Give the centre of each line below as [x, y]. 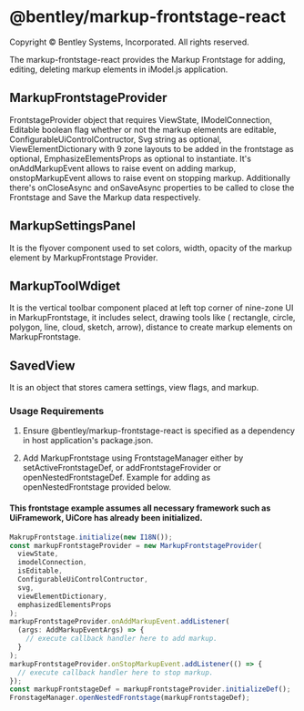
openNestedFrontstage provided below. [97, 487]
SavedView [42, 366]
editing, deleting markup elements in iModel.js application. [119, 69]
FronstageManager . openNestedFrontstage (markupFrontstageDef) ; [130, 698]
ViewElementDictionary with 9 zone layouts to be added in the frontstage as [152, 148]
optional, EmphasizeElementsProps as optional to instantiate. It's [131, 158]
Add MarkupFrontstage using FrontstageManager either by [133, 458]
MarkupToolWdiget [65, 285]
